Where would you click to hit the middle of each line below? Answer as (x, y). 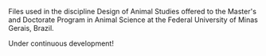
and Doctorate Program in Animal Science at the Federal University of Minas (133, 20)
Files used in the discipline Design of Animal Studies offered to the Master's (133, 11)
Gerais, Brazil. (31, 28)
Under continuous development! (61, 43)
